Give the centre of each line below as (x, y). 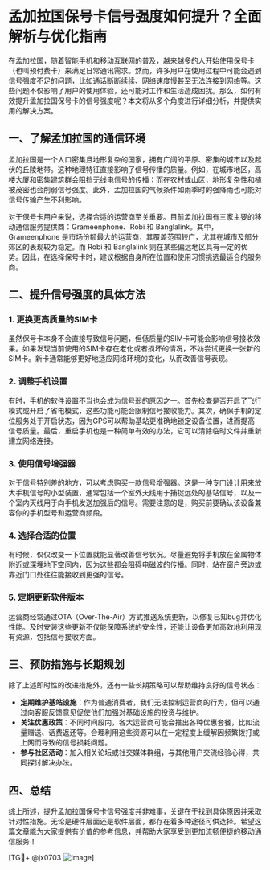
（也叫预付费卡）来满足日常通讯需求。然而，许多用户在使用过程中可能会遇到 (135, 70)
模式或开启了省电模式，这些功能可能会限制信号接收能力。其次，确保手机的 (131, 410)
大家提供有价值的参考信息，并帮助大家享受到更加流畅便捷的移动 (149, 831)
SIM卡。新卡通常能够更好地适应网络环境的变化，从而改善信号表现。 (121, 359)
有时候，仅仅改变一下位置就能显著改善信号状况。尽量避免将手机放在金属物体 (135, 555)
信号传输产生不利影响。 (47, 199)
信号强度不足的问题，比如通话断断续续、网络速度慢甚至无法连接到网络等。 (131, 80)
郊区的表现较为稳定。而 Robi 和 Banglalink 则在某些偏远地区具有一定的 (125, 247)
